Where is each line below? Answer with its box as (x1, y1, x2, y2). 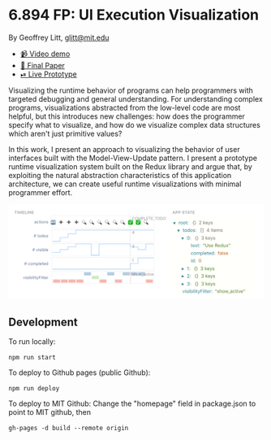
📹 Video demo (19, 49, 71, 59)
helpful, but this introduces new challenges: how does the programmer (8, 111, 246, 121)
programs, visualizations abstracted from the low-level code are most (8, 102, 241, 112)
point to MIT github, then (8, 407, 92, 417)
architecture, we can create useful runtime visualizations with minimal (8, 179, 242, 189)
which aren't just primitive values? (8, 129, 123, 138)
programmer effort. (8, 187, 73, 197)
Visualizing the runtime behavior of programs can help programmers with (8, 85, 254, 95)
